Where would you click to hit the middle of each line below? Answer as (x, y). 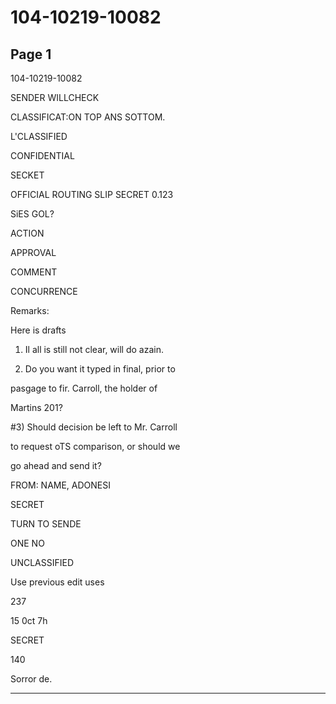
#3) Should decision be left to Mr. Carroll (94, 427)
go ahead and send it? (56, 465)
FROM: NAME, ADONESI (61, 485)
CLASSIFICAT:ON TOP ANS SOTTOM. (88, 117)
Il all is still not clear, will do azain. (94, 349)
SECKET (27, 175)
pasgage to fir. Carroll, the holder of (84, 388)
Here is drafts (38, 330)
